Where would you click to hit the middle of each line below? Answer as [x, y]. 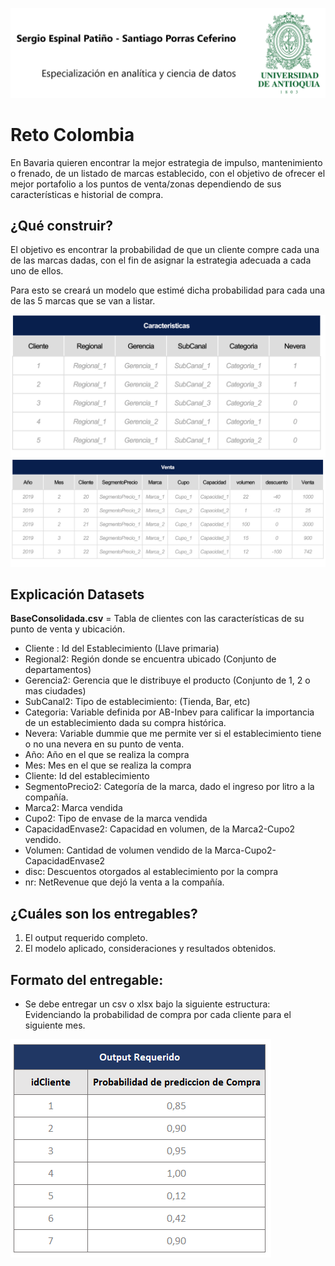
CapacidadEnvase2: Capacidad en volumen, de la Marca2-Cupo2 [160, 829]
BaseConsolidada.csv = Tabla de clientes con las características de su [157, 619]
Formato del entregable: [87, 979]
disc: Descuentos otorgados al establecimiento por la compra [151, 872]
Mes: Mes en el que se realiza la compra [108, 765]
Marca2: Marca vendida [73, 808]
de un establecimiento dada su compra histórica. [125, 723]
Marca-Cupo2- [245, 850]
